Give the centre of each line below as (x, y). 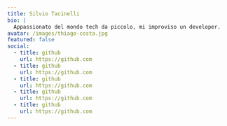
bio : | (17, 20)
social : (19, 46)
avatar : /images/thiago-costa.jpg (58, 33)
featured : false (31, 40)
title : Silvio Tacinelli (43, 14)
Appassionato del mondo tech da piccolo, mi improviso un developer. (117, 27)
